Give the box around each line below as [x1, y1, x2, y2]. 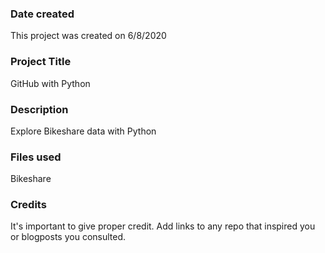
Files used [10, 150, 62, 164]
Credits [10, 198, 47, 212]
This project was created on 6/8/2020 [10, 30, 167, 42]
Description [10, 102, 69, 116]
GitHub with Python [10, 77, 91, 89]
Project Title [10, 55, 72, 69]
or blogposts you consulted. [10, 231, 127, 243]
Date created [10, 7, 75, 21]
